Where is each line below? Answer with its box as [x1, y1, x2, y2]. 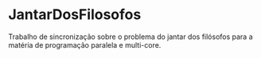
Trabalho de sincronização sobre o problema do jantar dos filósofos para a [8, 32, 253, 41]
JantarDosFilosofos [8, 6, 142, 24]
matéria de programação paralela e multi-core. [8, 40, 162, 49]
